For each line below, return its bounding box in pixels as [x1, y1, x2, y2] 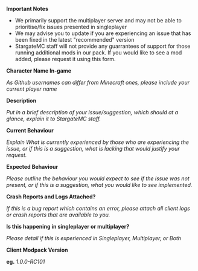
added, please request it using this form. [14, 56, 116, 62]
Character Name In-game [6, 67, 71, 74]
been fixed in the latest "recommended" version [14, 36, 135, 43]
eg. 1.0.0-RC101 [6, 258, 45, 265]
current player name [6, 85, 57, 93]
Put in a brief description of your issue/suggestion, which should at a [6, 109, 179, 116]
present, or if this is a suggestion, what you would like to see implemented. [6, 181, 193, 188]
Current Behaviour [6, 127, 54, 134]
